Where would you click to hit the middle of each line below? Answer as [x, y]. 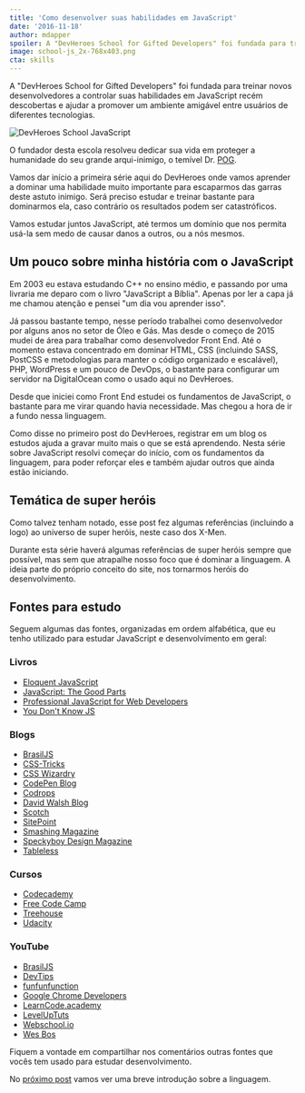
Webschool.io [48, 1024]
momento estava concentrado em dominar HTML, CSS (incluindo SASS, [144, 350]
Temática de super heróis [83, 501]
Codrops [39, 793]
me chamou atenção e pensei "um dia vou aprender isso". [118, 303]
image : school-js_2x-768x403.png [73, 52]
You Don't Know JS [59, 710]
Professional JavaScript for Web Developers [105, 701]
